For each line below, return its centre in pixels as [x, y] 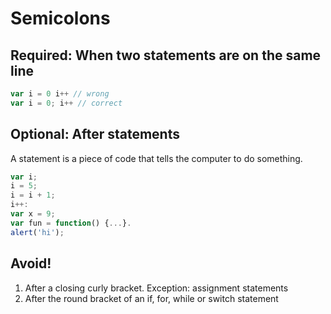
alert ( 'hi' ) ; [37, 232]
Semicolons [60, 18]
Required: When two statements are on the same [166, 55]
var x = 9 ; [33, 214]
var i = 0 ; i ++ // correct [66, 103]
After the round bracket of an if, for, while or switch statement [151, 298]
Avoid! [31, 263]
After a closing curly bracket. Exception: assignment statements [156, 288]
